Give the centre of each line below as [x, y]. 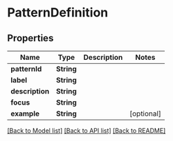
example [25, 113]
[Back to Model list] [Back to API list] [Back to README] [86, 131]
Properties [30, 38]
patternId [26, 69]
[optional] [145, 113]
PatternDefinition [58, 13]
